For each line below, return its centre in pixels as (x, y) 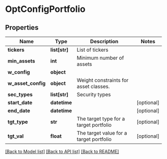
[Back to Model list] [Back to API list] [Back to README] (62, 152)
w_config (19, 72)
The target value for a (102, 133)
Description (104, 41)
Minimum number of (100, 58)
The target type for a (101, 119)
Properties (22, 28)
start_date (20, 103)
